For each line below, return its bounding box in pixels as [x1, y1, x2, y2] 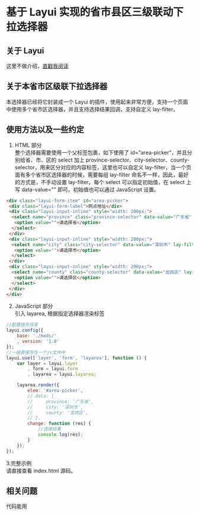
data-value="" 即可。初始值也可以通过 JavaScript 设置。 [21, 186, 159, 193]
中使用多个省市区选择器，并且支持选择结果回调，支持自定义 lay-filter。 [6, 105, 179, 112]
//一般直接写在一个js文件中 [6, 349, 66, 355]
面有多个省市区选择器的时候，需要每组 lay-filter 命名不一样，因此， [14, 171, 179, 178]
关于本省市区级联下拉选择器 [6, 81, 108, 92]
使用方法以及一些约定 [6, 125, 84, 135]
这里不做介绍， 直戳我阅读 [6, 63, 69, 69]
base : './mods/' [17, 333, 57, 339]
